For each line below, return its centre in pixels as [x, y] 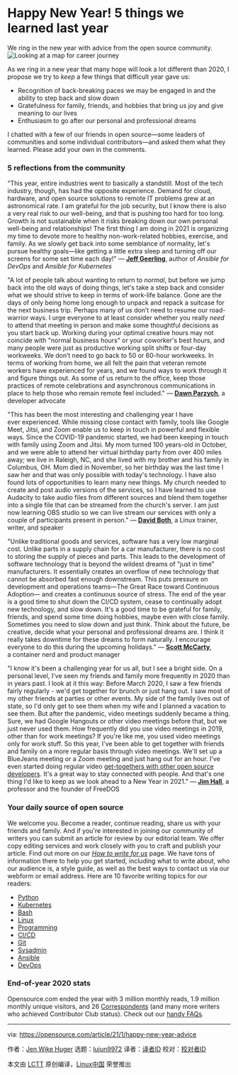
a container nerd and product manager [64, 655]
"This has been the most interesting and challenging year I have [100, 415]
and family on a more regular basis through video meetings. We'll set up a [115, 751]
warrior [18, 318]
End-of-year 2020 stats [49, 983]
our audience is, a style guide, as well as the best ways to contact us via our [119, 868]
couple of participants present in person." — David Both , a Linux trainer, [113, 520]
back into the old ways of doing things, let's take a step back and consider [116, 288]
